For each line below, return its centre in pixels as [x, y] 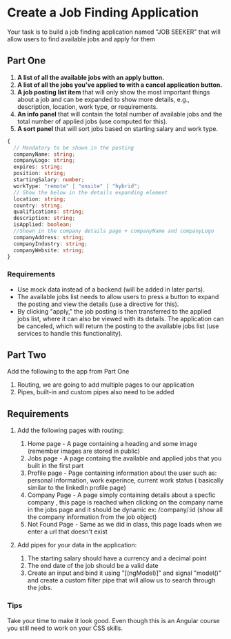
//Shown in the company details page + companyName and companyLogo [114, 231]
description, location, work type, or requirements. [88, 106]
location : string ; [40, 199]
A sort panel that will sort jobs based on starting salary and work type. [118, 128]
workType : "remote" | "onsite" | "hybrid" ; [77, 186]
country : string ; [38, 205]
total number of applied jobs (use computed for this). [92, 121]
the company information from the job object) [92, 517]
